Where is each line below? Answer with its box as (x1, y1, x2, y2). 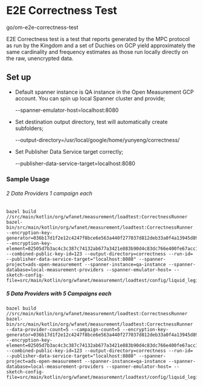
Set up (6, 72, 31, 82)
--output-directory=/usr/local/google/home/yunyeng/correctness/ (14, 136, 180, 143)
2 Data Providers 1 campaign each (6, 190, 92, 197)
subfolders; (14, 125, 44, 132)
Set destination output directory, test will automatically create (14, 118, 168, 125)
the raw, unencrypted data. (6, 54, 74, 62)
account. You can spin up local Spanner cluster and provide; (14, 94, 166, 102)
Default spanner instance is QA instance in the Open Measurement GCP (14, 88, 195, 96)
